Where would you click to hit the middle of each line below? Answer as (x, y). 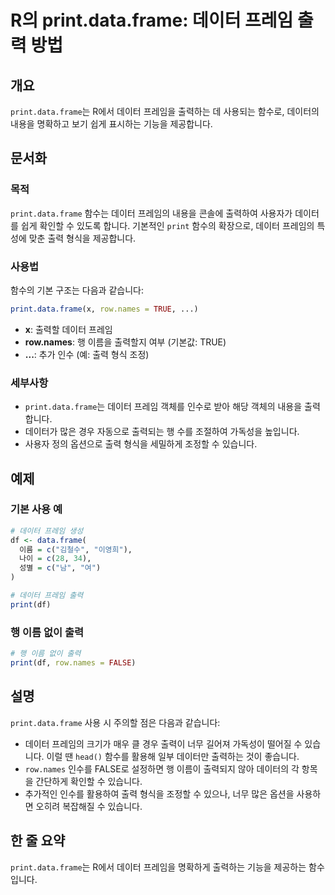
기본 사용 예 (36, 509)
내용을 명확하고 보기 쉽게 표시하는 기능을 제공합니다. (111, 124)
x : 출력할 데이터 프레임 (68, 329)
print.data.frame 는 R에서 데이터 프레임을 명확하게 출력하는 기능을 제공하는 (158, 867)
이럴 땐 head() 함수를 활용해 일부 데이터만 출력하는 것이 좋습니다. (173, 756)
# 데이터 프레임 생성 (47, 531)
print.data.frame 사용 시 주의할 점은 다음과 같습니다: (115, 722)
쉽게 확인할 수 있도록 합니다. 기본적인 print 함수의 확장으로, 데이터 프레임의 (167, 225)
